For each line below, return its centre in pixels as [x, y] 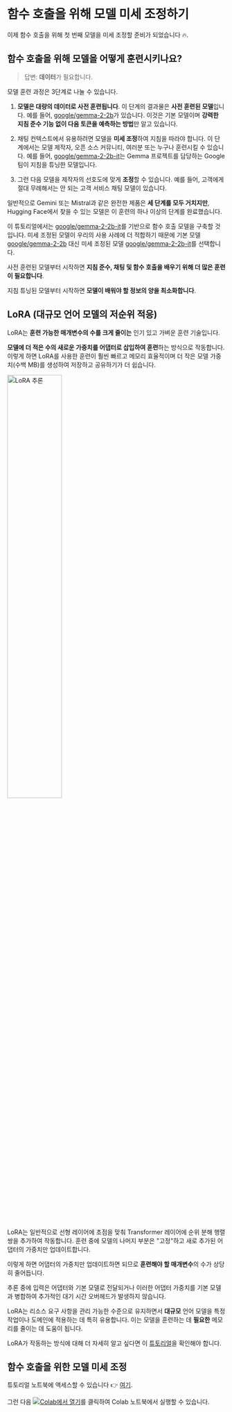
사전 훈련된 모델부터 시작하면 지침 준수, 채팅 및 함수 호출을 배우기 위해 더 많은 [110, 267]
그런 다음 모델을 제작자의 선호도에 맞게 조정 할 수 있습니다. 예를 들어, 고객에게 [121, 179]
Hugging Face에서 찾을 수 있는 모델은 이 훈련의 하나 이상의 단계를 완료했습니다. [115, 211]
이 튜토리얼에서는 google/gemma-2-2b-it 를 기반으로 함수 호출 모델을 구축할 [110, 226]
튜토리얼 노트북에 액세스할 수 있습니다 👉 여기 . [70, 1385]
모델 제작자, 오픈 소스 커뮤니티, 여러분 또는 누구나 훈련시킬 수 [123, 147]
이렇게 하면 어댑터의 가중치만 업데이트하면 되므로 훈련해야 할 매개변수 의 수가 [110, 1264]
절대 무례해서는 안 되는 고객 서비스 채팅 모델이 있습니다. [92, 188]
